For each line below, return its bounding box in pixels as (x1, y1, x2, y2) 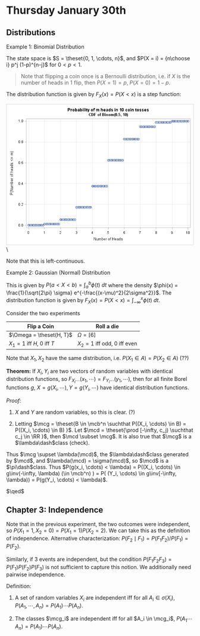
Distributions (6, 27, 56, 38)
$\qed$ (6, 487, 25, 494)
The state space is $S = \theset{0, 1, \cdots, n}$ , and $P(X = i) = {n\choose (6, 55, 190, 62)
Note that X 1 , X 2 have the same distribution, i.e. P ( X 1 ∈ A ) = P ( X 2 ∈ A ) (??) (6, 355, 189, 363)
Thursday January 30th (6, 4, 126, 17)
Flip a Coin (27, 323, 55, 330)
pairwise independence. (6, 571, 65, 578)
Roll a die (95, 323, 119, 330)
